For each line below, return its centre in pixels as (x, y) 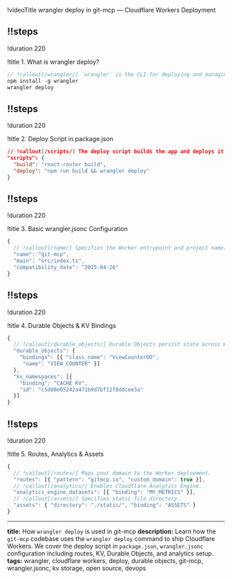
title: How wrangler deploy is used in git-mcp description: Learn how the (112, 531)
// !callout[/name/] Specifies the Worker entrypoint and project (111, 248)
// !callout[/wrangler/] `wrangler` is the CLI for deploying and (105, 74)
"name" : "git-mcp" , (41, 255)
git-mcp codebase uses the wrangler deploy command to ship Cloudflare (111, 538)
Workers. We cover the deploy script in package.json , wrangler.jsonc (105, 546)
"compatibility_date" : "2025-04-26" (66, 267)
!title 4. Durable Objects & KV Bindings (61, 325)
